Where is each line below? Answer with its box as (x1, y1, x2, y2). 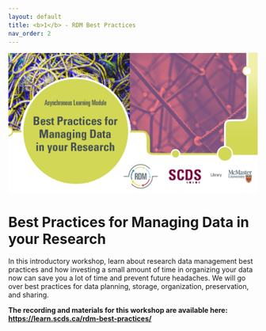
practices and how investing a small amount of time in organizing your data (8, 265, 253, 275)
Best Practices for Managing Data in (8, 214, 249, 231)
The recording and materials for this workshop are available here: (8, 306, 228, 315)
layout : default (8, 13, 62, 21)
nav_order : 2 (8, 29, 51, 37)
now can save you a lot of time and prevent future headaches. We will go (8, 273, 246, 283)
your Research (8, 230, 107, 249)
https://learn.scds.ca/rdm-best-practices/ (8, 314, 152, 324)
